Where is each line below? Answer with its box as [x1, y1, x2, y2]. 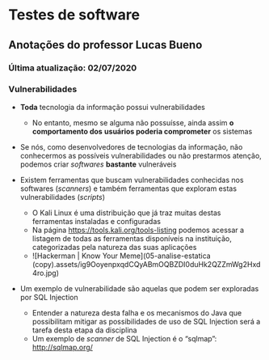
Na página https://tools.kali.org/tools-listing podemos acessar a [32, 225, 245, 235]
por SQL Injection [19, 292, 78, 302]
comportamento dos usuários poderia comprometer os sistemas [32, 126, 253, 136]
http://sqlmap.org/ [32, 342, 93, 352]
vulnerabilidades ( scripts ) [19, 192, 105, 201]
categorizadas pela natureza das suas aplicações [32, 242, 197, 252]
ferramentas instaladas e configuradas [32, 216, 162, 226]
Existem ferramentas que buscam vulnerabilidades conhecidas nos [19, 175, 244, 184]
